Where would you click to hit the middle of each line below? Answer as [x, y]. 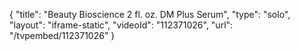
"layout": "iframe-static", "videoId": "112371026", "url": [121, 25]
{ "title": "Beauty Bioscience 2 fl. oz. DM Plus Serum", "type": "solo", [150, 14]
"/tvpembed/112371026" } [62, 35]
